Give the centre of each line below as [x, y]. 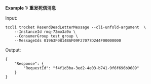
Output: [13, 50]
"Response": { [29, 64]
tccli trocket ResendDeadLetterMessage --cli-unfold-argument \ [75, 27]
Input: [11, 18]
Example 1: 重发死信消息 [31, 8]
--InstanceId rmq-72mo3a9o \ [45, 32]
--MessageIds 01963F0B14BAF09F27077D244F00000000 [68, 40]
